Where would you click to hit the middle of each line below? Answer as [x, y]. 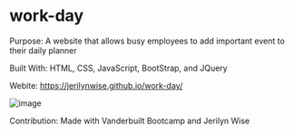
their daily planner [43, 50]
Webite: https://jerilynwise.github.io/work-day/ [96, 85]
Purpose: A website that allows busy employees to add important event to [147, 41]
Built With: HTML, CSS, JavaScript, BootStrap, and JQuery [119, 68]
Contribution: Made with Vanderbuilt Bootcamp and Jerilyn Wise [130, 121]
